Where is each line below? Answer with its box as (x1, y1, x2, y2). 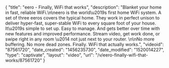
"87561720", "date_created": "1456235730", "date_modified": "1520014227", (5, 47, 164, 52)
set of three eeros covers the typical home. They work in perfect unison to (5, 15, 160, 20)
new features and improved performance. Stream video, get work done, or (5, 31, 160, 36)
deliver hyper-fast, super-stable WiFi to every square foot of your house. (5, 20, 156, 26)
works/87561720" (5, 57, 42, 63)
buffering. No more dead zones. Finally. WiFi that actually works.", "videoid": (5, 41, 164, 47)
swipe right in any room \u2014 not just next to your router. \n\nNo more (5, 36, 155, 42)
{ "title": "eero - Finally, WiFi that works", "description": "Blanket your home (5, 4, 162, 10)
